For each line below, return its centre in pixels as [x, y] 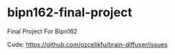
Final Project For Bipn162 [42, 31]
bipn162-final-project [70, 13]
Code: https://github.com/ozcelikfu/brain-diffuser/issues [87, 44]
